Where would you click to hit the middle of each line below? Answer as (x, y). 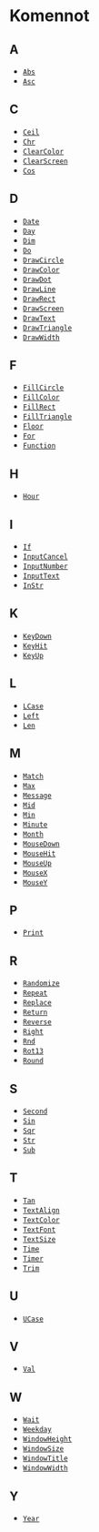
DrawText (39, 318)
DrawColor (41, 269)
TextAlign (41, 1210)
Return (35, 1013)
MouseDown (41, 844)
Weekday (37, 1430)
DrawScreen (43, 309)
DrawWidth (41, 338)
